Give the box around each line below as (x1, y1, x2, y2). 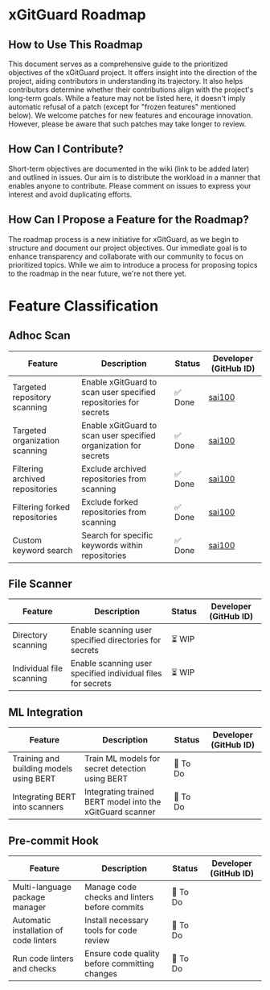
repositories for (81, 397, 140, 408)
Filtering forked (12, 501, 71, 513)
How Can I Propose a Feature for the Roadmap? (8, 213, 249, 227)
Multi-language (12, 881, 72, 892)
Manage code (84, 881, 137, 892)
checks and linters (84, 892, 154, 903)
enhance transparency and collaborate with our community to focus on (8, 252, 243, 261)
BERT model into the (84, 797, 162, 808)
